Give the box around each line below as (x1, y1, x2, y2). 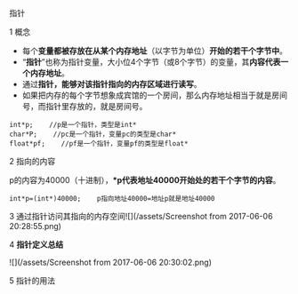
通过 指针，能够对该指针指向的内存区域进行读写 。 (21, 79, 202, 89)
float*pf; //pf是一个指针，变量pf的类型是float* (9, 139, 189, 148)
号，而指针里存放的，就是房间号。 (21, 101, 148, 111)
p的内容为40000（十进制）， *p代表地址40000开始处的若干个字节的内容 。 (9, 175, 281, 185)
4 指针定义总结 (9, 239, 64, 250)
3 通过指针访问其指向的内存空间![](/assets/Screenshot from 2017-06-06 (9, 211, 273, 221)
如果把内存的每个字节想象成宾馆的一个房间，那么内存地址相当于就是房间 (21, 90, 287, 100)
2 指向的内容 (9, 156, 56, 166)
